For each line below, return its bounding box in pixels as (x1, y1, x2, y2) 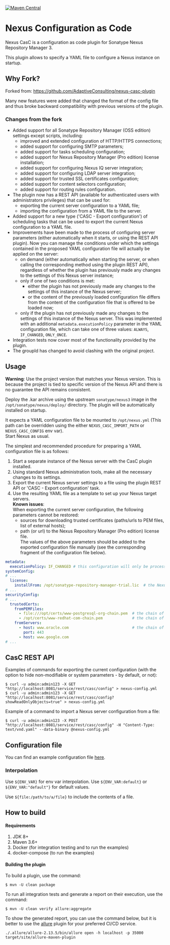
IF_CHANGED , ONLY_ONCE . (20, 332, 67, 338)
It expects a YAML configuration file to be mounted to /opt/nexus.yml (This (5, 417, 161, 423)
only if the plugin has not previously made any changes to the (20, 310, 149, 316)
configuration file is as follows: (5, 448, 69, 454)
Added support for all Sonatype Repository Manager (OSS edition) (12, 127, 151, 134)
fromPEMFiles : (14, 606, 44, 611)
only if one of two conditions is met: (20, 278, 95, 284)
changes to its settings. (12, 474, 62, 480)
